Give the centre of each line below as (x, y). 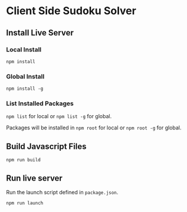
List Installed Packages (40, 103)
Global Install (25, 76)
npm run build (24, 160)
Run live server (35, 178)
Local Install (24, 50)
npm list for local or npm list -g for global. (59, 116)
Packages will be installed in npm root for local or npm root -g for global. (94, 128)
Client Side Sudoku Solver (71, 11)
